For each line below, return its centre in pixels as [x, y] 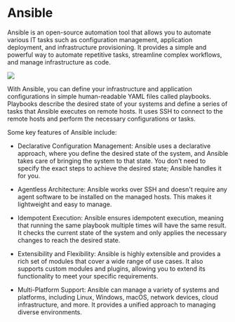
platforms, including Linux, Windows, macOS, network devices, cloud [118, 297]
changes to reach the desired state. [69, 240]
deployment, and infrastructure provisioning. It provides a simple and [107, 47]
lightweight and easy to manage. [65, 204]
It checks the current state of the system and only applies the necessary [122, 232]
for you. [29, 175]
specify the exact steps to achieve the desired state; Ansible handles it [120, 168]
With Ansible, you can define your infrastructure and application [100, 88]
